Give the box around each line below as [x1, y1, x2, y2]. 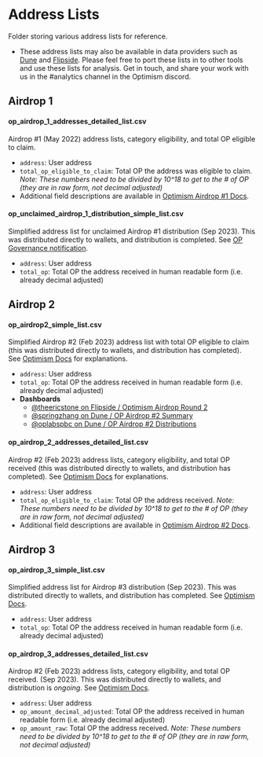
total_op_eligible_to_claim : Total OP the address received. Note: [19, 495, 235, 505]
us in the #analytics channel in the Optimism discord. [19, 72, 192, 81]
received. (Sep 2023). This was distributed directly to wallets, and [8, 674, 221, 685]
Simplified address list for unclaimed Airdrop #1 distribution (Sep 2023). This [8, 226, 256, 236]
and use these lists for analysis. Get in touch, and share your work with [19, 63, 249, 72]
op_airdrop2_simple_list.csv [8, 320, 102, 329]
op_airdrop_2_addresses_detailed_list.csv [8, 437, 149, 446]
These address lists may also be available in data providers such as [19, 46, 238, 56]
